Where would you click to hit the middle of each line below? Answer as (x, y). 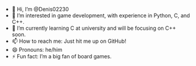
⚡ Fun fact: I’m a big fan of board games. (61, 56)
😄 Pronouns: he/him (37, 50)
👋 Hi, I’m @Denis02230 (40, 9)
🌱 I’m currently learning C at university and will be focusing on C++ (94, 28)
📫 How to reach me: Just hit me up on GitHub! (69, 41)
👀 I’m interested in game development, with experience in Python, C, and (101, 15)
